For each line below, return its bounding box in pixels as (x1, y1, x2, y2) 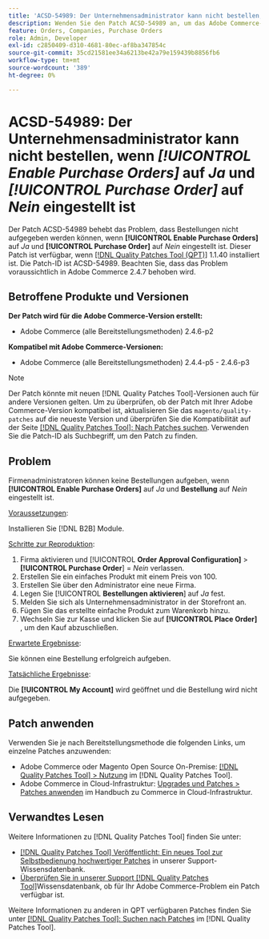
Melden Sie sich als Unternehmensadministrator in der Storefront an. (19, 597, 247, 607)
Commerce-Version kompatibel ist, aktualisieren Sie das (8, 406, 193, 415)
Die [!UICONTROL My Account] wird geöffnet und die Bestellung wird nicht (8, 685, 258, 695)
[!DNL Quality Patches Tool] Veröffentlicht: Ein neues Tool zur (19, 847, 223, 857)
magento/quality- (194, 407, 252, 415)
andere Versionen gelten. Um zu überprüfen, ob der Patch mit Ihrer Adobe (8, 397, 254, 407)
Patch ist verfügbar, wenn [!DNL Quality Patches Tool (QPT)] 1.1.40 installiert (8, 250, 260, 259)
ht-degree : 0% (8, 71, 56, 79)
